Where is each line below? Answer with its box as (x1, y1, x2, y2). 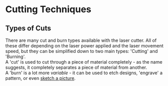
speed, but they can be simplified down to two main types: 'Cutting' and (5, 48, 158, 54)
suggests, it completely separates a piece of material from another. (5, 65, 147, 70)
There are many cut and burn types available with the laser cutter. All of (5, 37, 157, 43)
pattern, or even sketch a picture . (5, 75, 76, 81)
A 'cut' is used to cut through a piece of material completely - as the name (5, 59, 163, 65)
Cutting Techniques (5, 4, 91, 15)
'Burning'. (5, 53, 26, 60)
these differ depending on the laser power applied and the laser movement (5, 43, 164, 49)
